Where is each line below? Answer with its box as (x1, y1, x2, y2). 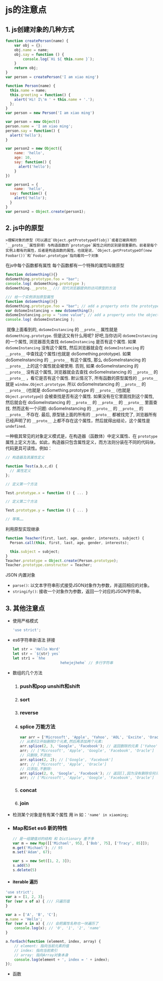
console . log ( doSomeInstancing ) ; (5, 317, 75, 322)
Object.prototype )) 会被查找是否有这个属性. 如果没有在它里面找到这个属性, (5, 393, 154, 399)
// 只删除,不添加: (19, 753, 53, 758)
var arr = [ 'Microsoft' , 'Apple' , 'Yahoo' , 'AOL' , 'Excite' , (19, 735, 146, 739)
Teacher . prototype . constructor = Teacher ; (5, 562, 92, 568)
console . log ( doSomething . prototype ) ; (5, 281, 86, 286)
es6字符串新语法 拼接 (12, 637, 55, 643)
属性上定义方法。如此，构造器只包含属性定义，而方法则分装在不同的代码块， (5, 439, 158, 445)
